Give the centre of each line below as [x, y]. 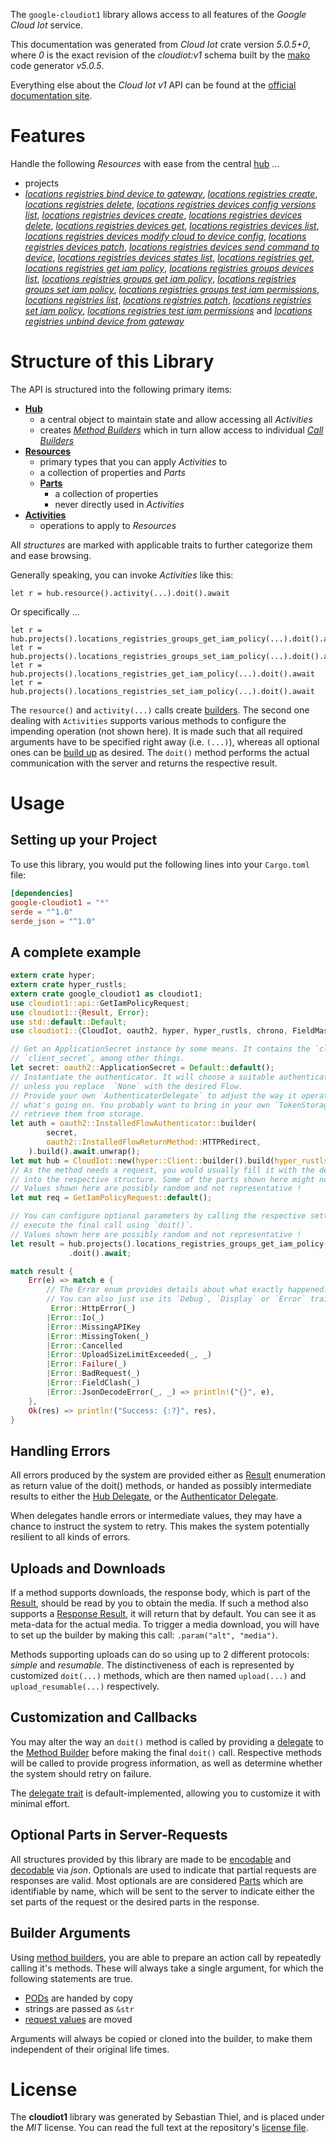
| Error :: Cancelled [84, 1345]
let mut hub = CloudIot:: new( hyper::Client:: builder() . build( [142, 1160]
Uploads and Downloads [88, 1568]
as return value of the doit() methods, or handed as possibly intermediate [161, 1486]
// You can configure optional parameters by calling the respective [158, 1216]
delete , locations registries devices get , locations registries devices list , [172, 225]
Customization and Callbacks [104, 1717]
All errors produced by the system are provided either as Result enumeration [168, 1475]
